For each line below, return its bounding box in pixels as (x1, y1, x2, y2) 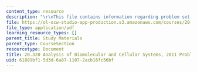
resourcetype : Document (6, 46, 64, 52)
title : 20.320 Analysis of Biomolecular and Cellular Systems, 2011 (6, 52, 177, 57)
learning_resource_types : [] (6, 30, 77, 36)
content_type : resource (6, 8, 64, 15)
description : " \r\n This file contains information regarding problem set (6, 14, 191, 20)
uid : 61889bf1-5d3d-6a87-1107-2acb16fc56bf (6, 57, 114, 63)
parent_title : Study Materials (6, 35, 83, 41)
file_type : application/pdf (6, 24, 75, 31)
